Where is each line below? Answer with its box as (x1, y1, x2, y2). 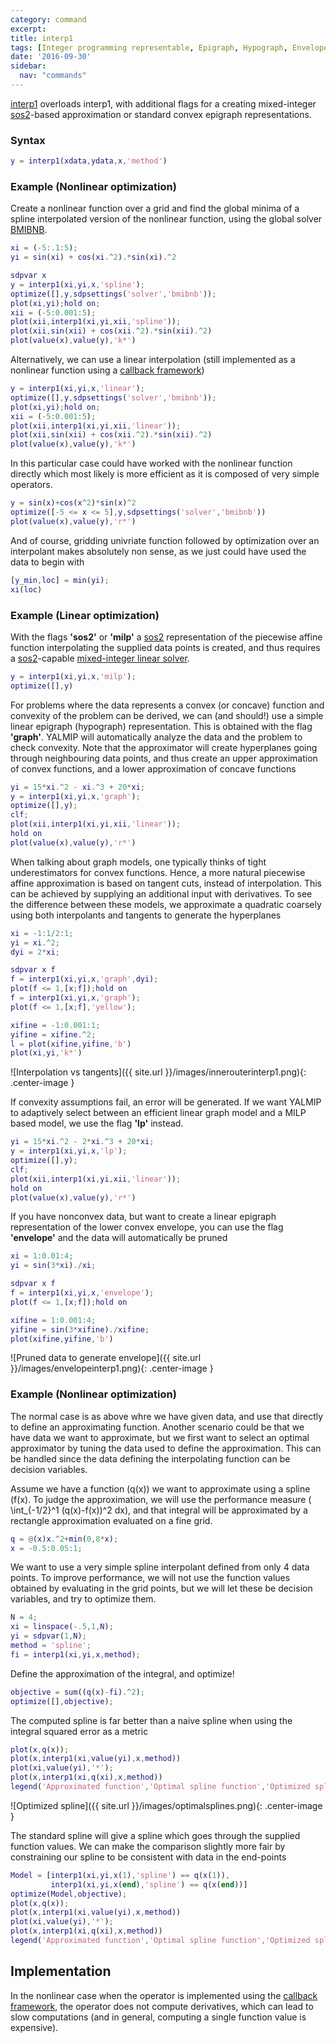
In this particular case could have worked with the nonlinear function (10, 457, 293, 470)
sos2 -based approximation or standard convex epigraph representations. (10, 108, 312, 120)
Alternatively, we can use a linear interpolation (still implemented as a (10, 354, 296, 366)
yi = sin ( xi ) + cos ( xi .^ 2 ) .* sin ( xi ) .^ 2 (10, 252, 177, 263)
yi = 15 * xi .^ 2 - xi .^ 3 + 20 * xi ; (10, 782, 146, 792)
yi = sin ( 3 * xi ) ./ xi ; (10, 1261, 97, 1271)
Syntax (10, 133, 46, 147)
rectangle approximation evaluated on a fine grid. (10, 1514, 213, 1526)
